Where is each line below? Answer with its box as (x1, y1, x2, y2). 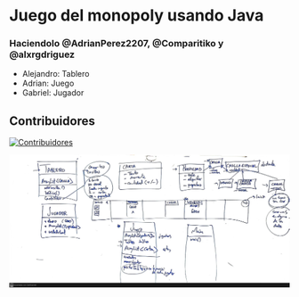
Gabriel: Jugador (21, 87, 85, 98)
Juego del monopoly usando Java (9, 5, 264, 26)
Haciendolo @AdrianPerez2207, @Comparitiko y (9, 37, 224, 50)
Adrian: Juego (21, 78, 75, 89)
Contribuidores (9, 113, 95, 128)
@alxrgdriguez (9, 48, 76, 61)
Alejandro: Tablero (21, 69, 90, 79)
